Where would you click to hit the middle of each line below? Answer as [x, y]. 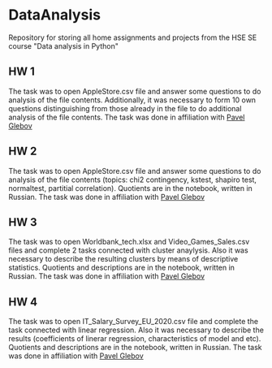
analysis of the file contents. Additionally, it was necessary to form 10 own [132, 100]
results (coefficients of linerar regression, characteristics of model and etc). [135, 339]
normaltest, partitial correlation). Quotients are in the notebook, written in [131, 188]
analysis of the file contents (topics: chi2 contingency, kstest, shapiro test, [133, 180]
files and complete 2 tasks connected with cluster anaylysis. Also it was [129, 250]
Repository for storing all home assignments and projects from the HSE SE [133, 37]
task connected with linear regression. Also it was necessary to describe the [136, 330]
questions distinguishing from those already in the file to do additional [125, 108]
